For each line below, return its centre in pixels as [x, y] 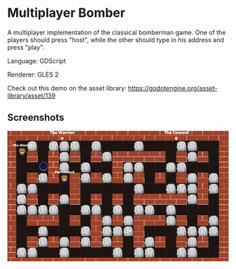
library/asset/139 [32, 96]
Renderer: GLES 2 [33, 74]
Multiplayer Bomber [66, 13]
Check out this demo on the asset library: [67, 88]
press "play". [26, 47]
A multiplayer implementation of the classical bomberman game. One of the [117, 32]
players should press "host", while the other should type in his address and [116, 39]
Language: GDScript [37, 60]
